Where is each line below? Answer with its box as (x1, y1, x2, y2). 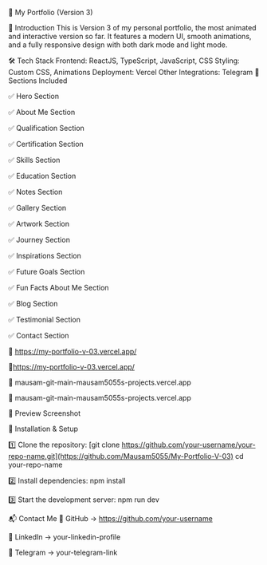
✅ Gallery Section (8, 203, 67, 212)
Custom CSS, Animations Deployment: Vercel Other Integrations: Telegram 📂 (8, 68, 260, 77)
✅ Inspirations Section (8, 251, 82, 260)
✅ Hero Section (8, 92, 60, 101)
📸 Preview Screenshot (8, 409, 81, 418)
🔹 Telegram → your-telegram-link (8, 547, 118, 557)
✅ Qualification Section (8, 124, 85, 132)
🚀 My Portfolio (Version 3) (8, 8, 93, 17)
